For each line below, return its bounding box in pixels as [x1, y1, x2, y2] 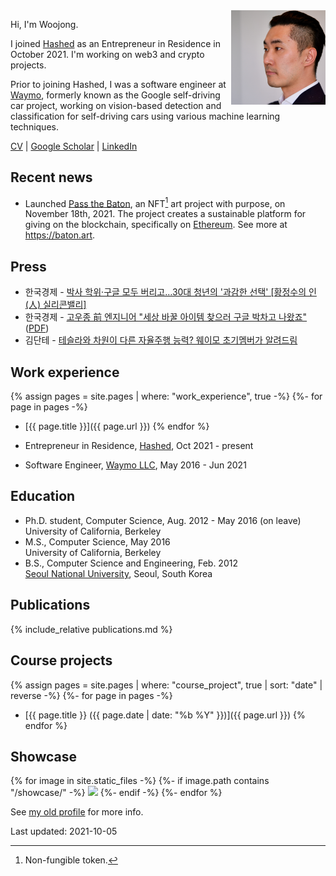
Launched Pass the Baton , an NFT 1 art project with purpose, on [24, 195, 286, 209]
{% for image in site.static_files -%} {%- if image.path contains [10, 775, 270, 787]
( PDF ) [24, 322, 50, 334]
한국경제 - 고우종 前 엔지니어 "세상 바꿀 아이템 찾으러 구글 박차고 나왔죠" [24, 311, 308, 323]
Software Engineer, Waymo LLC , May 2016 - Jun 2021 [24, 459, 247, 471]
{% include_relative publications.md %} [10, 623, 173, 635]
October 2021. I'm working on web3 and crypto [10, 49, 205, 60]
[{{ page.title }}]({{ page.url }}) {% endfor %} [24, 420, 210, 433]
